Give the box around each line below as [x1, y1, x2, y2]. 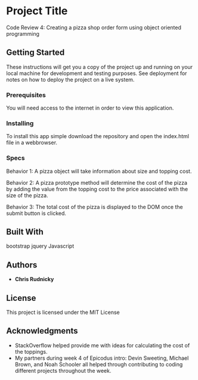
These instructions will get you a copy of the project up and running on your [6, 63, 193, 70]
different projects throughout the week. [14, 367, 112, 374]
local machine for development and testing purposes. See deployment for [6, 70, 187, 77]
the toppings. [14, 348, 48, 355]
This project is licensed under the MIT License [6, 309, 120, 316]
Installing [6, 119, 34, 127]
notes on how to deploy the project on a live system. [6, 76, 135, 83]
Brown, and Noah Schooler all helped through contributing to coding [14, 360, 183, 367]
